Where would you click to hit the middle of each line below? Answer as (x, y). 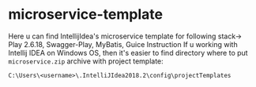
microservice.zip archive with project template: (86, 61)
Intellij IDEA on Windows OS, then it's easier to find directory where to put (128, 53)
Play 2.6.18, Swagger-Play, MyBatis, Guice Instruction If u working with (123, 44)
